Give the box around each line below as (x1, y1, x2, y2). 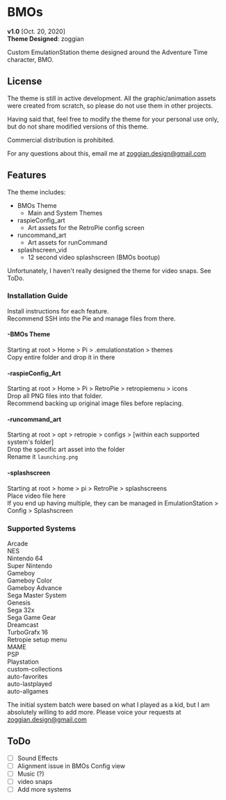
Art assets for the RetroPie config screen (27, 223, 145, 231)
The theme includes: (7, 188, 66, 196)
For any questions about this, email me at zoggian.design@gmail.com (7, 149, 207, 157)
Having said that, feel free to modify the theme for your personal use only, (7, 115, 219, 123)
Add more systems (17, 785, 72, 794)
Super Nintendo (7, 561, 53, 570)
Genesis (7, 598, 31, 607)
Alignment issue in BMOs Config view (17, 762, 125, 770)
